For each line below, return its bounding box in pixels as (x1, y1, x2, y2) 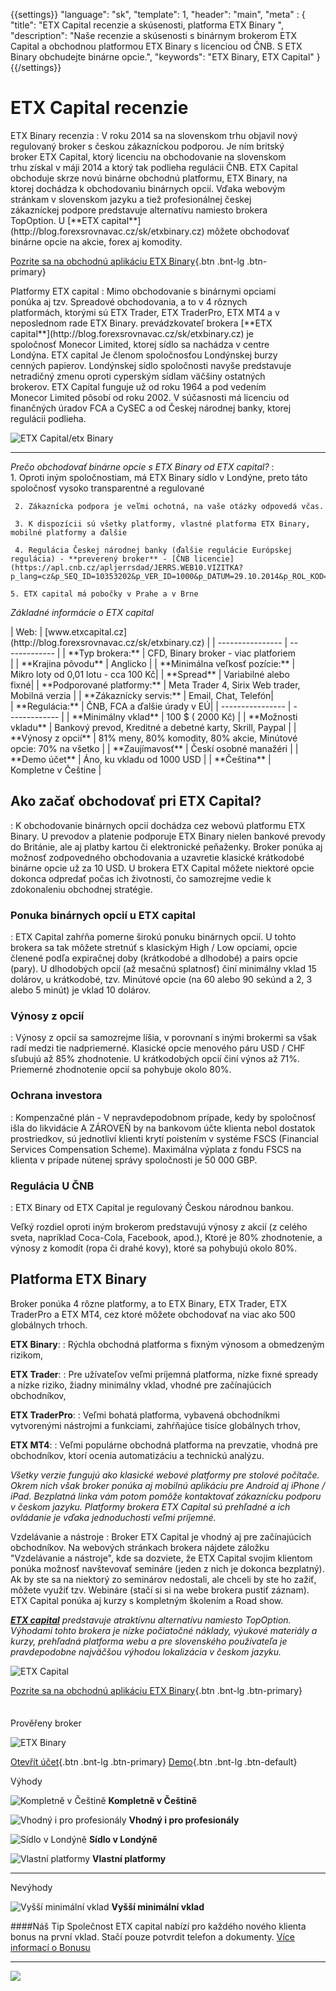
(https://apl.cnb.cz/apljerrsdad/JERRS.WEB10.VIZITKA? (10, 562, 244, 573)
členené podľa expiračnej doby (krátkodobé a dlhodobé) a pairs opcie (10, 952, 298, 964)
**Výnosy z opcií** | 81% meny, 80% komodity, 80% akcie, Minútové (10, 732, 298, 744)
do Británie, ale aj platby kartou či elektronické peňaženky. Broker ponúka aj (10, 840, 323, 853)
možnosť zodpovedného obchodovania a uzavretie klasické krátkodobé (10, 851, 305, 863)
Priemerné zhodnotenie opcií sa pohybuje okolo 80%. (10, 1064, 232, 1076)
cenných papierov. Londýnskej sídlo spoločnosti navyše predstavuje (10, 359, 292, 371)
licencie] (193, 554, 235, 564)
